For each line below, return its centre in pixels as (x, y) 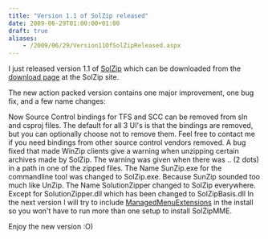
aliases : (23, 38)
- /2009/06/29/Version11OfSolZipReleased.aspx (102, 46)
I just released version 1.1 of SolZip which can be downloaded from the (125, 68)
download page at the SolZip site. (64, 77)
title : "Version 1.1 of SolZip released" (79, 16)
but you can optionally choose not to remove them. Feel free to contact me (132, 134)
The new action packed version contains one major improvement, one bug (131, 93)
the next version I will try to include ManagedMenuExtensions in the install (131, 203)
